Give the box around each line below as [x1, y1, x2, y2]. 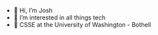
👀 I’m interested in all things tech [13, 13, 106, 22]
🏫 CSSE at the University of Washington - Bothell [13, 21, 152, 28]
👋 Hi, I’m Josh [13, 7, 53, 14]
